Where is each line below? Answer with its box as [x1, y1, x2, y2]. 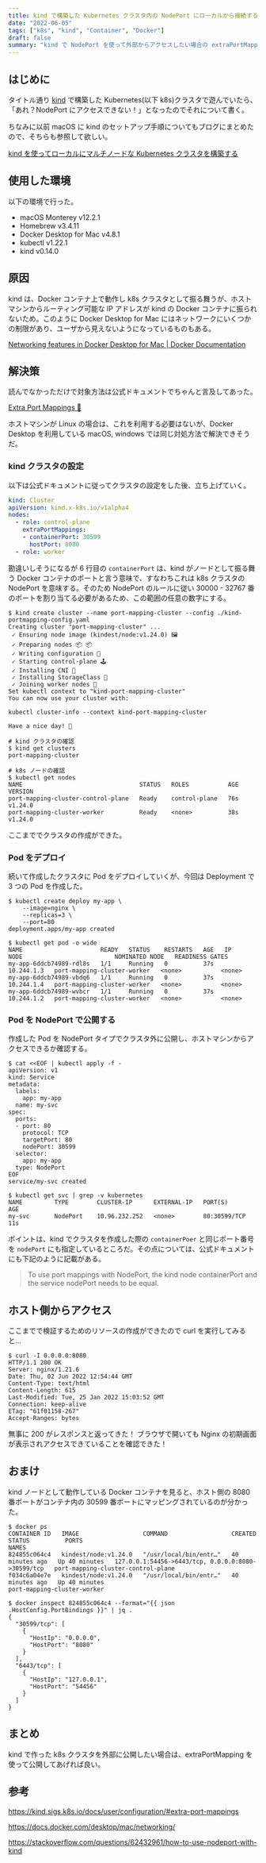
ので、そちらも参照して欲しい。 [8, 132, 112, 141]
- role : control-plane [15, 518, 90, 526]
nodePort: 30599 [22, 1143, 77, 1151]
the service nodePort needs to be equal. [27, 1279, 160, 1288]
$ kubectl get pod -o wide [8, 938, 97, 947]
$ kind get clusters [8, 744, 77, 753]
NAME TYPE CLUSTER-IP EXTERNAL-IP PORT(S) [8, 1199, 228, 1207]
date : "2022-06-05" [8, 19, 73, 27]
